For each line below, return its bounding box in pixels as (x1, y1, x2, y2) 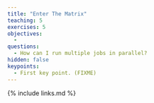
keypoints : (7, 63, 40, 70)
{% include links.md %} (7, 89, 77, 97)
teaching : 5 (7, 17, 43, 24)
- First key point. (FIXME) (13, 69, 97, 76)
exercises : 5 (7, 23, 46, 30)
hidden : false (7, 56, 50, 63)
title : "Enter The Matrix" (7, 10, 87, 18)
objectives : (7, 30, 43, 37)
